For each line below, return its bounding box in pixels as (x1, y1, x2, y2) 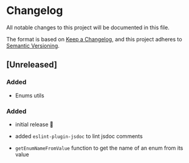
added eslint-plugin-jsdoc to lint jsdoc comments (15, 132, 143, 140)
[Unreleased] (6, 60, 58, 70)
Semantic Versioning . (6, 42, 60, 49)
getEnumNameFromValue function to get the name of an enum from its (15, 144, 184, 151)
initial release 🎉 (15, 120, 53, 128)
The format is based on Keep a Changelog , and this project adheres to (6, 35, 182, 43)
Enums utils (15, 92, 44, 99)
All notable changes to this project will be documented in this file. (6, 24, 170, 31)
